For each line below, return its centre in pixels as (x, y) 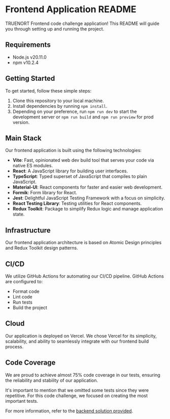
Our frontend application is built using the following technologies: (74, 151)
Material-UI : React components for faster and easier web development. (88, 187)
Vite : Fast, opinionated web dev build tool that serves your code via (83, 160)
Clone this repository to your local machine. (58, 101)
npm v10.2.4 (26, 63)
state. (19, 214)
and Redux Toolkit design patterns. (42, 248)
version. (21, 122)
